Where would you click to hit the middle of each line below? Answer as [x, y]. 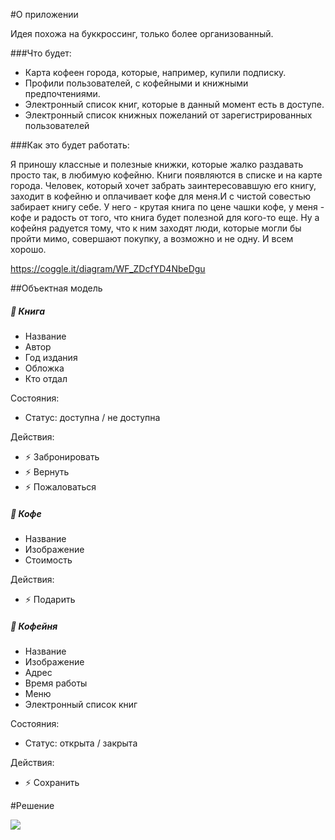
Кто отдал [46, 378]
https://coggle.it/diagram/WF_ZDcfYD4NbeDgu [108, 268]
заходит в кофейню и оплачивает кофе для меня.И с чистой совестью [161, 196]
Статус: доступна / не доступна [92, 417]
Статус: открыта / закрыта [81, 743]
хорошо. [28, 249]
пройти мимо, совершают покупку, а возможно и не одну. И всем [152, 238]
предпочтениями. [62, 93]
